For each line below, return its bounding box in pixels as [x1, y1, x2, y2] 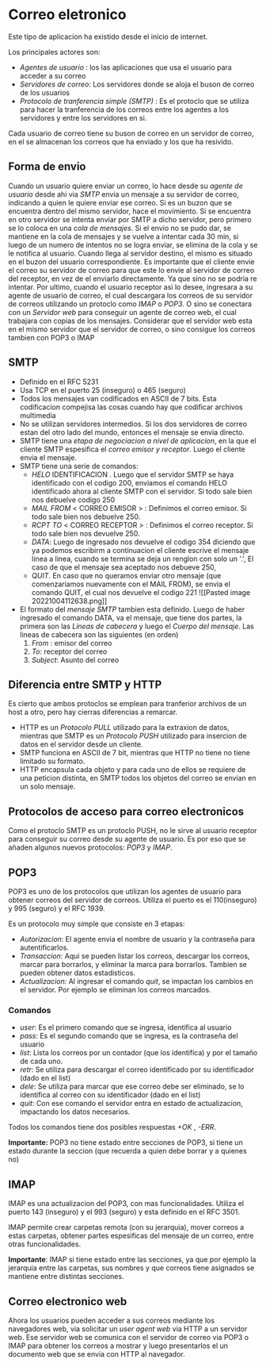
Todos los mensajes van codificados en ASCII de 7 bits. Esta [19, 394, 217, 403]
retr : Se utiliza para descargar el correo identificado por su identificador [19, 1065, 255, 1074]
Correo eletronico [8, 6, 127, 24]
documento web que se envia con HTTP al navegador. [8, 1349, 185, 1358]
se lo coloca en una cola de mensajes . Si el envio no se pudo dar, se [8, 223, 232, 232]
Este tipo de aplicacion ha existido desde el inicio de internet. [8, 32, 208, 41]
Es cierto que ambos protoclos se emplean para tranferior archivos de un [8, 699, 247, 708]
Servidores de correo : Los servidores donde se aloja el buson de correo [19, 79, 255, 89]
